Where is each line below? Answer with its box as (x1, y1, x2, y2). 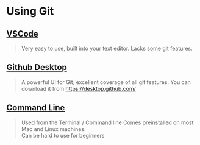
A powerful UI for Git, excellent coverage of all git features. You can (21, 78, 191, 86)
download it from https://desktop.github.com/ (21, 85, 136, 92)
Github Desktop (6, 62, 67, 72)
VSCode (6, 29, 38, 39)
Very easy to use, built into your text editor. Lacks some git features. (21, 44, 193, 52)
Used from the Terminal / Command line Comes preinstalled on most (21, 119, 194, 126)
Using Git (6, 4, 54, 18)
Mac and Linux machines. (21, 125, 86, 132)
